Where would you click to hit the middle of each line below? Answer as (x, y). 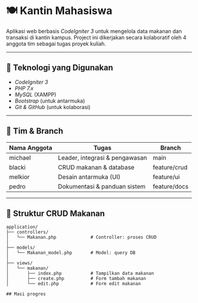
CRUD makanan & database (96, 167)
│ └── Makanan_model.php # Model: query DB (71, 253)
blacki (17, 167)
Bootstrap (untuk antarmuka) (50, 101)
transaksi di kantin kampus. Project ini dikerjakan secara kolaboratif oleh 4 (96, 37)
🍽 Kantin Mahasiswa (59, 11)
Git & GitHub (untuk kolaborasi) (52, 107)
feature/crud (170, 167)
